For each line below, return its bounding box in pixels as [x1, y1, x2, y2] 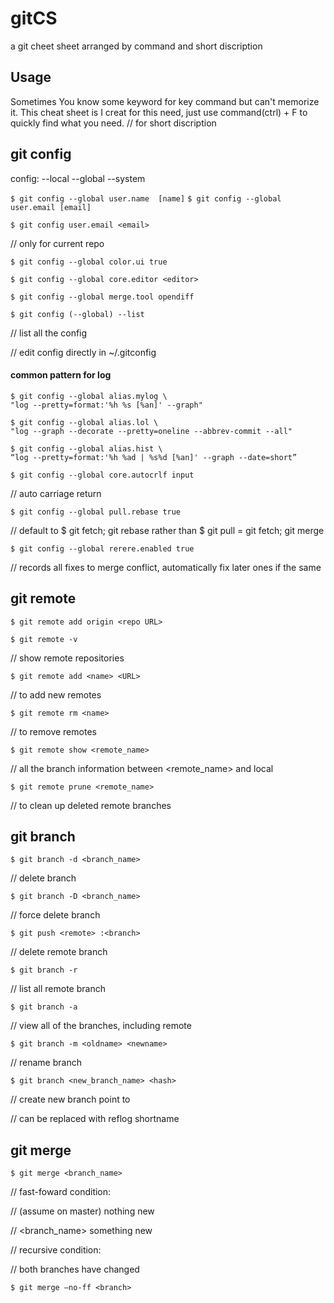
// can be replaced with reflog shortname [10, 1113, 180, 1125]
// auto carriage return [10, 487, 102, 499]
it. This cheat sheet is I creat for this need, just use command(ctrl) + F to [10, 106, 308, 118]
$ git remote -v [10, 634, 78, 644]
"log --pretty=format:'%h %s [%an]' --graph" [10, 400, 203, 410]
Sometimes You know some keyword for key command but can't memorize [10, 95, 320, 107]
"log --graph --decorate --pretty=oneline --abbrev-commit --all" [10, 426, 293, 436]
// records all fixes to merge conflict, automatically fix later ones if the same [10, 561, 322, 573]
